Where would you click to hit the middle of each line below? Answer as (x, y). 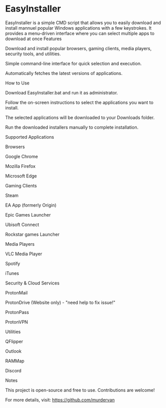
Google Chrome (22, 156)
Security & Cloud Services (32, 283)
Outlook (13, 351)
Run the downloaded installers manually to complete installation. (72, 127)
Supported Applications (30, 137)
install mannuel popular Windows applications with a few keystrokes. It (78, 28)
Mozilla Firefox (20, 166)
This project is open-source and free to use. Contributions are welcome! (80, 390)
